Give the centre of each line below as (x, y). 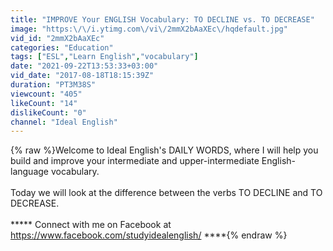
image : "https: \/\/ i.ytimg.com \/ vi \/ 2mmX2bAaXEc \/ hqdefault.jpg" (149, 29)
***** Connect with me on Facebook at (91, 225)
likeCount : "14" (44, 103)
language (29, 172)
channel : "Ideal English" (64, 122)
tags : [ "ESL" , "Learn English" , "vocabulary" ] (104, 57)
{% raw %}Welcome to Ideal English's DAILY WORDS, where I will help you (164, 150)
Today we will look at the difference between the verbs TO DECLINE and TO (166, 193)
